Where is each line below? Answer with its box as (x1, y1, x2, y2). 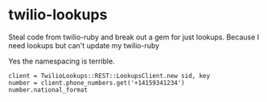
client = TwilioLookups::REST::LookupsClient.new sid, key (8, 71, 211, 80)
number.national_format (8, 86, 88, 94)
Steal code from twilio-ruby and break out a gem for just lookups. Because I (8, 32, 260, 42)
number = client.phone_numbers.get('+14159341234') (8, 79, 185, 87)
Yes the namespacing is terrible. (8, 56, 115, 66)
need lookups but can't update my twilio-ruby (8, 40, 160, 50)
